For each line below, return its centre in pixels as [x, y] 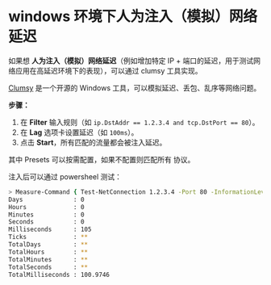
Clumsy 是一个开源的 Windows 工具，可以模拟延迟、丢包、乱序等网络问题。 [135, 88]
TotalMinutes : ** [48, 259]
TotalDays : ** [48, 245]
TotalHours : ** [48, 252]
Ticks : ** [48, 237]
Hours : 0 [46, 207]
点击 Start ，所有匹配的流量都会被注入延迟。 [93, 142]
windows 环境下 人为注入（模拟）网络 [133, 17]
